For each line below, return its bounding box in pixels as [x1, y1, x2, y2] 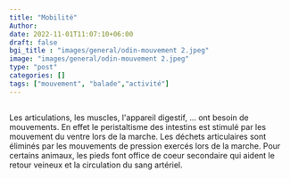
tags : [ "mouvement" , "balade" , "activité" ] [9, 79, 170, 88]
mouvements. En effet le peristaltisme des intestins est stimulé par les [9, 122, 266, 133]
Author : [9, 21, 38, 30]
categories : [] [9, 71, 66, 80]
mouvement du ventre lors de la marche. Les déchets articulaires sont [9, 131, 267, 142]
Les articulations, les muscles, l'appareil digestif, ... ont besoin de [9, 112, 249, 123]
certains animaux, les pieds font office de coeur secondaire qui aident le [9, 151, 275, 161]
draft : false [9, 37, 58, 47]
